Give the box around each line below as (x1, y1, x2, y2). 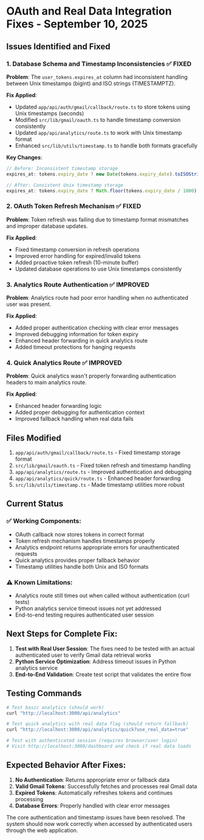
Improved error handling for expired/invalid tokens (15, 252, 141, 259)
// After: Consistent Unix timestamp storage (6, 182, 123, 188)
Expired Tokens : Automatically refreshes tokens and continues (15, 789, 173, 796)
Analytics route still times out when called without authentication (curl (15, 592, 190, 599)
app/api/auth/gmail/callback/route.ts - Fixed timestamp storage (15, 449, 181, 456)
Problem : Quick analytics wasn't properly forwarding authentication (6, 372, 176, 380)
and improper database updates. (6, 222, 88, 229)
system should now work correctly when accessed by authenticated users (6, 820, 192, 827)
